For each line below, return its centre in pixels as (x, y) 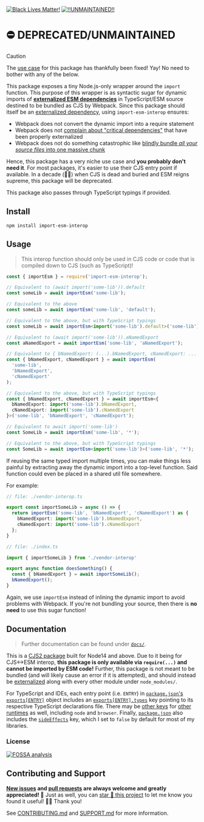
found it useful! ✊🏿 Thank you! (44, 801)
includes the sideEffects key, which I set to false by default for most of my (100, 719)
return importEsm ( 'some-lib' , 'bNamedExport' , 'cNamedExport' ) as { (100, 513)
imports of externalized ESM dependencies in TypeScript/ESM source (95, 99)
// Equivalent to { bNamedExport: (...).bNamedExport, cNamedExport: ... (102, 354)
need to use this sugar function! (46, 610)
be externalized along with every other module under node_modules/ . (92, 682)
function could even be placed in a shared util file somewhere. (84, 474)
